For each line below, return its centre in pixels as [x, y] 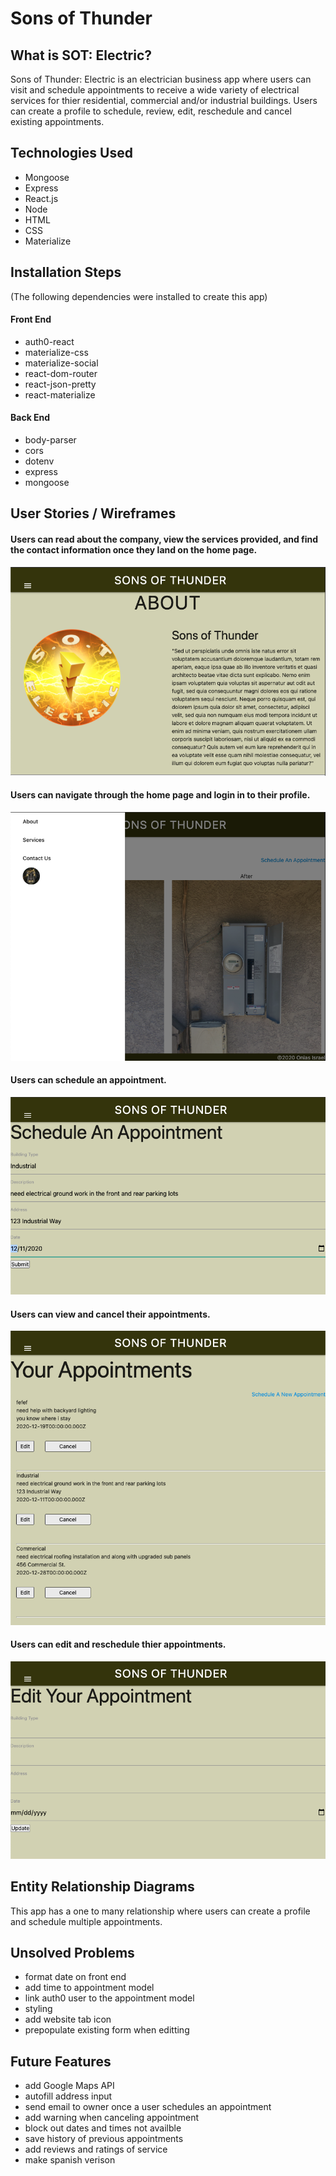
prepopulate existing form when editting [107, 2030]
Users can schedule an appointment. [88, 1080]
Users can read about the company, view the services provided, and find [164, 539]
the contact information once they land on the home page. [134, 550]
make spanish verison [70, 2160]
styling [38, 2009]
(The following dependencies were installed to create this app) [139, 296]
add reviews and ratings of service [96, 2149]
